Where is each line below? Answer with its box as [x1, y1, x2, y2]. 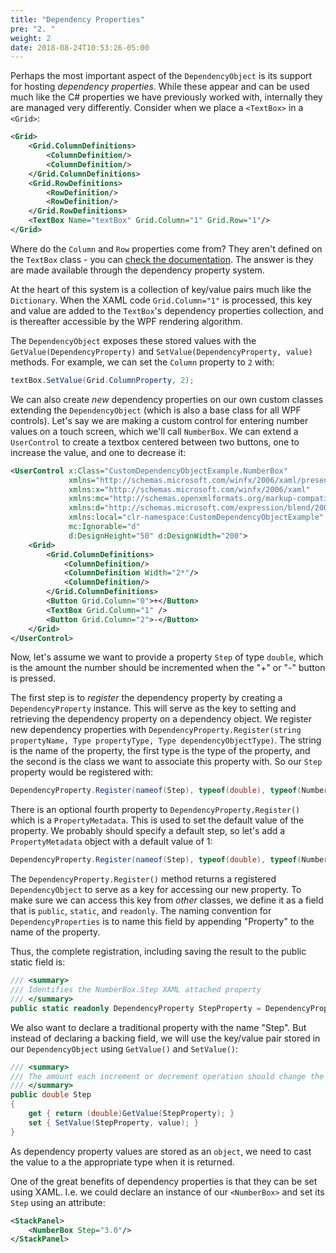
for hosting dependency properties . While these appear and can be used [10, 81, 310, 93]
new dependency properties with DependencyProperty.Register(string [10, 724, 302, 736]
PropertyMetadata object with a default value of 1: [10, 836, 213, 848]
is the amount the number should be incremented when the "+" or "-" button [10, 662, 326, 674]
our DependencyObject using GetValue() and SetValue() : [10, 1042, 239, 1055]
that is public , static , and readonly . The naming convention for [10, 905, 272, 917]
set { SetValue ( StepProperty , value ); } [28, 1117, 199, 1128]
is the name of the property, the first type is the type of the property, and [10, 745, 311, 757]
